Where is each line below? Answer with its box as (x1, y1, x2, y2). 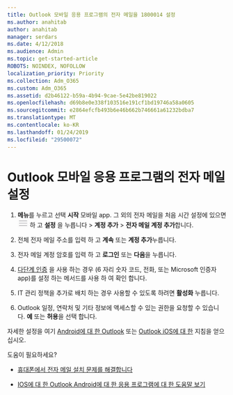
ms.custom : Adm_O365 (7, 84, 67, 92)
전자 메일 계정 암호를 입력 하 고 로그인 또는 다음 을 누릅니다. (17, 251, 177, 259)
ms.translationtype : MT (7, 114, 77, 121)
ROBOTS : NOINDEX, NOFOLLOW (7, 63, 86, 70)
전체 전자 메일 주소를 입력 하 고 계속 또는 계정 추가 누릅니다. (17, 235, 177, 244)
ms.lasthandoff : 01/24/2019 (7, 129, 89, 136)
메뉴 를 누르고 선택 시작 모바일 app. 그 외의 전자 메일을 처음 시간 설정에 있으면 (17, 211, 227, 219)
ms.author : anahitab (7, 18, 67, 26)
